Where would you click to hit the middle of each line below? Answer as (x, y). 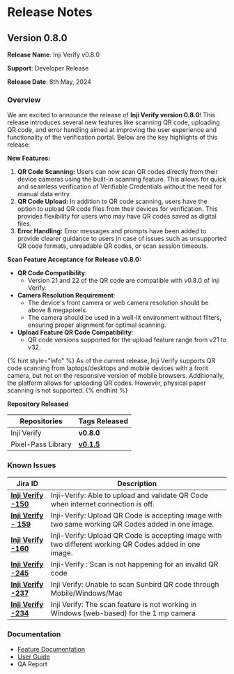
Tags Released (103, 421)
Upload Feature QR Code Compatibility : (75, 332)
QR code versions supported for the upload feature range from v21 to (127, 340)
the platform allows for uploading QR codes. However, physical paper (107, 383)
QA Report (32, 664)
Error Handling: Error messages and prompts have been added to (112, 231)
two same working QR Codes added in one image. (132, 524)
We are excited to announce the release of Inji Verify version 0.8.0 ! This (111, 115)
